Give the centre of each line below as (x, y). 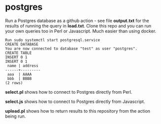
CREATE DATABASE (22, 44)
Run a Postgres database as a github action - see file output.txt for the (77, 21)
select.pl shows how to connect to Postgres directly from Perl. (69, 92)
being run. (16, 116)
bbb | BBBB (19, 78)
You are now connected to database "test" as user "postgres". (71, 49)
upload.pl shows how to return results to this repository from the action (78, 111)
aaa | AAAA (19, 74)
